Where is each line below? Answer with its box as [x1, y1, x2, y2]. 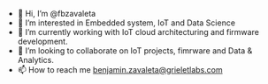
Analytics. [17, 55, 55, 65]
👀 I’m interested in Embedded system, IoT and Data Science [17, 17, 236, 28]
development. [17, 36, 68, 46]
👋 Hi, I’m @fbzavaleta [17, 9, 96, 18]
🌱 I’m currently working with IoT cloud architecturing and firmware [17, 27, 259, 37]
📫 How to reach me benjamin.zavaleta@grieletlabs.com [17, 65, 223, 74]
